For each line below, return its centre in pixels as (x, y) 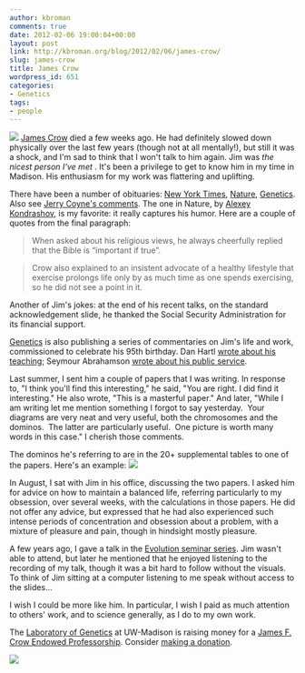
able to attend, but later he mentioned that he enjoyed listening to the (138, 558)
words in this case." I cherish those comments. (97, 437)
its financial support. (48, 325)
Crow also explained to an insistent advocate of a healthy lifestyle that (162, 268)
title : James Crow (44, 69)
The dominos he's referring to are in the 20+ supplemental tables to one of (149, 455)
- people (26, 111)
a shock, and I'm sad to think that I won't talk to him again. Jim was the (142, 157)
